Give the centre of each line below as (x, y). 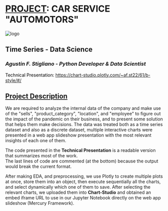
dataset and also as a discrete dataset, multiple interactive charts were (79, 130)
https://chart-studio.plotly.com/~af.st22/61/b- (103, 75)
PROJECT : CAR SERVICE (58, 9)
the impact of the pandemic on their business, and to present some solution (84, 119)
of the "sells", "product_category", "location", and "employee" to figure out (83, 114)
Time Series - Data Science (49, 49)
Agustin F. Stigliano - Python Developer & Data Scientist (76, 64)
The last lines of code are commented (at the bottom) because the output (82, 161)
